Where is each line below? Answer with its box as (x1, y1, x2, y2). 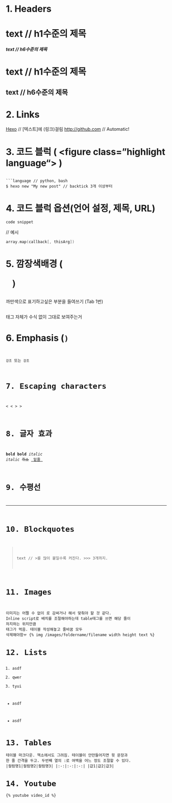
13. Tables (6, 738, 52, 747)
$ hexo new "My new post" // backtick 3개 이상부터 (6, 184, 113, 189)
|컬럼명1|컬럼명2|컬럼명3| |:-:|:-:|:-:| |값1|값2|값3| (6, 764, 114, 769)
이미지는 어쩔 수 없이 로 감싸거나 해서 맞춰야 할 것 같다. (6, 611, 112, 616)
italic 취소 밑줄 (6, 457, 41, 462)
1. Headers (6, 3, 52, 15)
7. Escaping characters (6, 382, 107, 391)
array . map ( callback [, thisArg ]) (6, 240, 75, 245)
